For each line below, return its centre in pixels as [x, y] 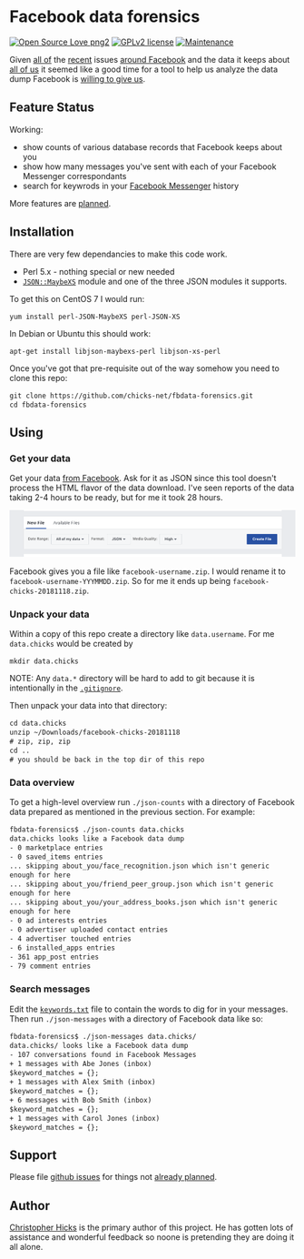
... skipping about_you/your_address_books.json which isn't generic [144, 902]
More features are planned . [60, 203]
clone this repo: [39, 378]
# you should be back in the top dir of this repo [107, 760]
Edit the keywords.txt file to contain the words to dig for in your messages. [149, 1009]
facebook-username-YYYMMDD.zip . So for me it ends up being [120, 580]
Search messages [50, 989]
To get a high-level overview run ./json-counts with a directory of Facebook [152, 802]
